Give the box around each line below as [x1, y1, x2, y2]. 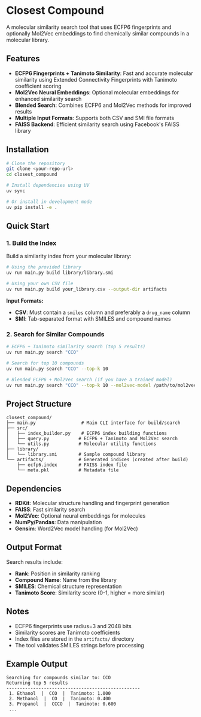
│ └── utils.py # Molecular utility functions [6, 441, 157, 447]
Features [6, 53, 40, 64]
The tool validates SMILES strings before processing [14, 641, 145, 649]
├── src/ [6, 425, 28, 431]
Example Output [6, 659, 68, 670]
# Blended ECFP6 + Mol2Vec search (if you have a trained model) [6, 377, 172, 383]
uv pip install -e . [6, 204, 58, 210]
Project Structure [6, 399, 72, 409]
